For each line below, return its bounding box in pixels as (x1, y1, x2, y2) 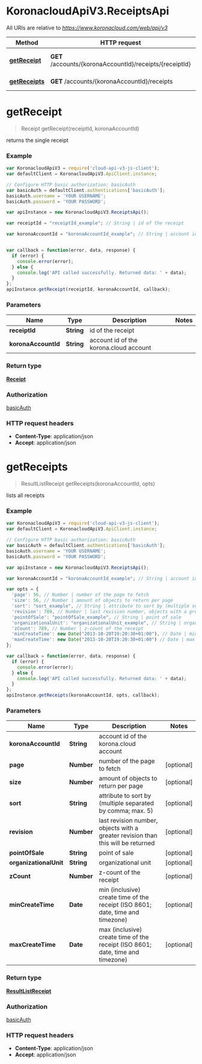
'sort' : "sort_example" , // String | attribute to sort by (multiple (11, 603, 189, 609)
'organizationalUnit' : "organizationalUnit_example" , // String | (11, 620, 182, 626)
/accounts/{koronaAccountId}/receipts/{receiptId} (50, 60, 191, 68)
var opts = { (6, 586, 39, 592)
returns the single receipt (6, 137, 69, 144)
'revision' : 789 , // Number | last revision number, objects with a (11, 608, 187, 614)
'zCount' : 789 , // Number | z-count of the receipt (11, 625, 144, 631)
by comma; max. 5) (99, 806, 153, 815)
